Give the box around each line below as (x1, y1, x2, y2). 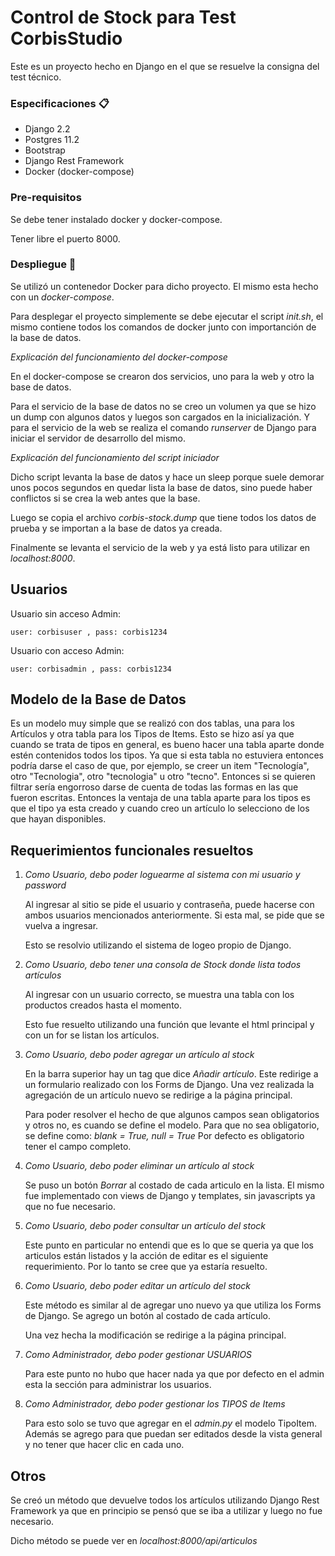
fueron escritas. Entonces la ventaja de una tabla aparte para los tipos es (10, 792, 312, 804)
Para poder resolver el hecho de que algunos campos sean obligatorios (24, 1109, 320, 1121)
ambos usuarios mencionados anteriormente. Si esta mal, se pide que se (24, 909, 325, 921)
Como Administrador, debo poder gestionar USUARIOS (24, 1349, 253, 1361)
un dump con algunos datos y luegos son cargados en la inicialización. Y (10, 411, 310, 423)
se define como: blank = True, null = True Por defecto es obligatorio (24, 1130, 305, 1142)
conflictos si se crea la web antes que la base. (10, 492, 201, 504)
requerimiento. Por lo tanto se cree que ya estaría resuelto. (24, 1261, 268, 1273)
